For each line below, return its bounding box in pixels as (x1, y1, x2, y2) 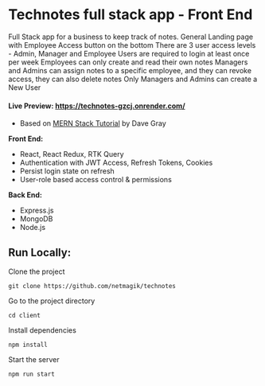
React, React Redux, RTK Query (19, 150, 125, 159)
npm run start (8, 370, 56, 378)
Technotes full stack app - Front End (8, 6, 253, 24)
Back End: (8, 190, 42, 200)
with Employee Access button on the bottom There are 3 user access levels (8, 40, 256, 49)
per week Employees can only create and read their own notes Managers (8, 57, 248, 67)
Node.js (19, 223, 46, 232)
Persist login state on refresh (19, 166, 115, 176)
